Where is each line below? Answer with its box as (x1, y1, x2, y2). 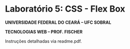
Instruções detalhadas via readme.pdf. (5, 38, 82, 44)
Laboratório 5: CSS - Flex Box (5, 3, 125, 15)
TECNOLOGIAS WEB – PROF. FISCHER (5, 29, 83, 34)
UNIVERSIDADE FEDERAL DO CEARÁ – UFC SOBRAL (5, 19, 112, 25)
